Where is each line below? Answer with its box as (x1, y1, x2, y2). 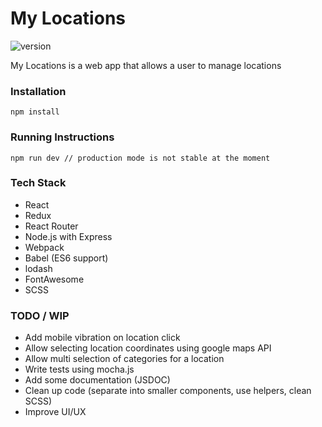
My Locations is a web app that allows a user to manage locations (10, 59, 282, 71)
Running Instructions (10, 130, 115, 144)
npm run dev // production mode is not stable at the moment (10, 153, 271, 163)
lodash (24, 262, 53, 274)
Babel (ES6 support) (24, 252, 109, 264)
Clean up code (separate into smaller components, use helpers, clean (24, 385, 312, 397)
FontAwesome (24, 273, 85, 285)
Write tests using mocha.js (24, 363, 135, 376)
